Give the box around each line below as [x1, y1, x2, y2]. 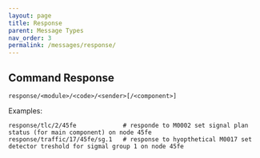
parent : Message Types [8, 26, 84, 34]
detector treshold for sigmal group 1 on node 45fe [8, 142, 184, 150]
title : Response [8, 19, 62, 27]
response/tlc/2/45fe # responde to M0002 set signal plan [8, 121, 249, 129]
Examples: [8, 105, 42, 116]
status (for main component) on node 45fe [8, 128, 152, 136]
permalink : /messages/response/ [8, 41, 116, 49]
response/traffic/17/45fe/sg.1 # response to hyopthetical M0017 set [8, 135, 252, 144]
